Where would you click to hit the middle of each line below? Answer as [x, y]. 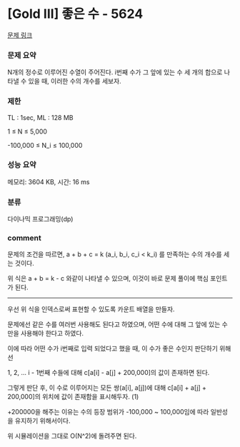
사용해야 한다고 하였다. [52, 333]
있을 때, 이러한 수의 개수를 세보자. [75, 81]
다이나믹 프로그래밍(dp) [40, 219]
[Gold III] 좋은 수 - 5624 [75, 14]
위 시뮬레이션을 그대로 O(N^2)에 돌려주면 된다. [72, 436]
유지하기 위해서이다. [42, 421]
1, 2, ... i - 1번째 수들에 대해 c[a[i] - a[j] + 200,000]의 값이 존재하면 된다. [109, 373]
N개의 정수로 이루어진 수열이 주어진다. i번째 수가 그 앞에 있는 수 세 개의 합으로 [115, 72]
